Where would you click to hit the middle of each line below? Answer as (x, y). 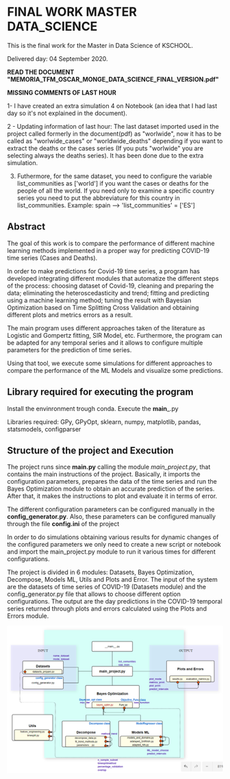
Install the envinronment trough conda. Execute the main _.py (93, 408)
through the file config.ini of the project (63, 524)
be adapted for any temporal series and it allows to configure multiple (105, 343)
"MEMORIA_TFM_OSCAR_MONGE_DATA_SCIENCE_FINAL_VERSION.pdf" (113, 79)
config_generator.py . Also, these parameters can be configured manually (112, 517)
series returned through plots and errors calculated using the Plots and (107, 609)
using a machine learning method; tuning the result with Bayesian (99, 300)
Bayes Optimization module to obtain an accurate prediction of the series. (111, 489)
